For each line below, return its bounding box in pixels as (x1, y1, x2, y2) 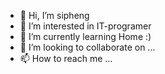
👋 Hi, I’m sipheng (19, 10, 90, 21)
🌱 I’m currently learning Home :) (19, 31, 152, 42)
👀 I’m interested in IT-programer (19, 20, 152, 32)
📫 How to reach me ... (19, 53, 113, 64)
